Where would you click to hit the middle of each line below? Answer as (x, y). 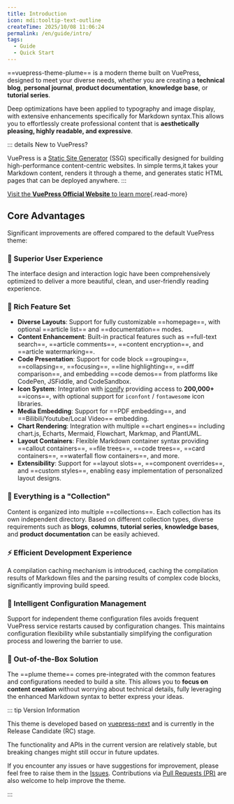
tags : (15, 40)
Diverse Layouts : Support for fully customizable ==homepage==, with (119, 322)
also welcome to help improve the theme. (67, 781)
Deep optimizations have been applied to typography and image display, (111, 109)
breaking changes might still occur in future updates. (83, 752)
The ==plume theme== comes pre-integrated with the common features (111, 674)
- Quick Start (34, 53)
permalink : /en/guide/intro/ (50, 33)
